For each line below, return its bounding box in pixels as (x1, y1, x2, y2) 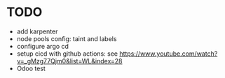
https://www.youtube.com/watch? (119, 49, 218, 58)
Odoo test (16, 64, 46, 72)
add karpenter (16, 27, 58, 36)
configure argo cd (16, 42, 69, 50)
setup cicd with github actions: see (16, 49, 118, 58)
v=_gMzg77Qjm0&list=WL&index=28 (16, 56, 123, 65)
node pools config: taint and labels (16, 34, 117, 42)
